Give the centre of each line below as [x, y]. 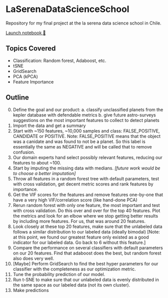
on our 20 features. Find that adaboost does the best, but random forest [87, 253]
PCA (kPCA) [25, 76]
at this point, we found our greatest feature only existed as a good [81, 237]
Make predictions [31, 290]
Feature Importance [33, 81]
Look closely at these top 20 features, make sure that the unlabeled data [87, 226]
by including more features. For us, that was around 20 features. [79, 221]
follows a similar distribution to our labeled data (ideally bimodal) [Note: [86, 231]
